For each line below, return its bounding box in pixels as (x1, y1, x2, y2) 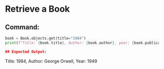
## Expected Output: (5, 49, 47, 54)
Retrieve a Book (5, 3, 70, 15)
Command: (5, 23, 40, 31)
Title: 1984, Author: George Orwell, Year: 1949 (5, 58, 98, 64)
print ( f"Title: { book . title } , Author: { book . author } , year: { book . (5, 40, 145, 45)
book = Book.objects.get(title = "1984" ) (5, 36, 86, 41)
